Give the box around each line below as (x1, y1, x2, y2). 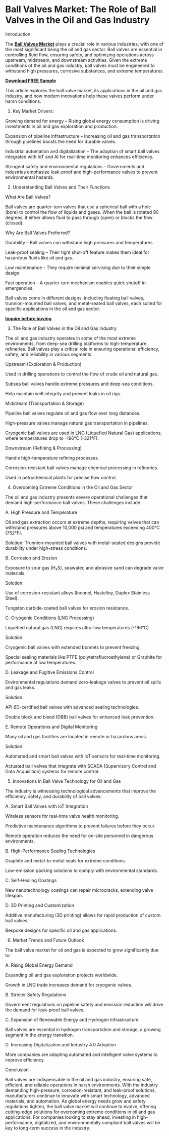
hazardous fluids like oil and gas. (5, 254, 74, 260)
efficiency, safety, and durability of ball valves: (5, 793, 102, 799)
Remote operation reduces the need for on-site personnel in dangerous (5, 832, 154, 839)
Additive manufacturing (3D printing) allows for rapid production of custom (5, 912, 161, 918)
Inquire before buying (5, 315, 52, 321)
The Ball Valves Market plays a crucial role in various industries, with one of (5, 41, 164, 47)
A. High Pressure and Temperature (5, 509, 77, 515)
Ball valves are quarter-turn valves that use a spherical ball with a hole (5, 204, 151, 210)
